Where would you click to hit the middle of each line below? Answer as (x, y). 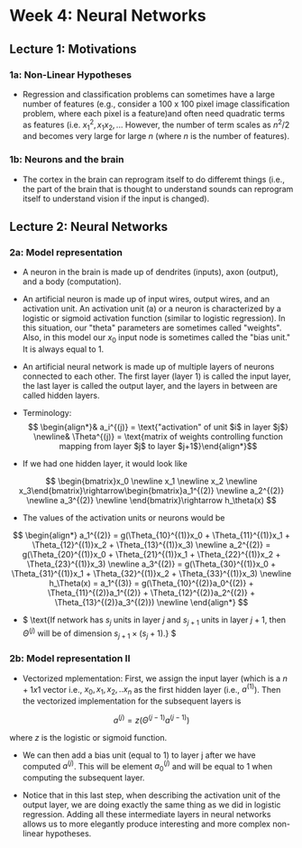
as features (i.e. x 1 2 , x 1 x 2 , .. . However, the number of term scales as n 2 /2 (156, 124)
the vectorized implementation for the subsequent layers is (132, 701)
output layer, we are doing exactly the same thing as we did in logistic (151, 805)
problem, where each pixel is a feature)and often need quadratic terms (154, 113)
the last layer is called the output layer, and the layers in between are (150, 386)
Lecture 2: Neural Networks (89, 227)
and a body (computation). (72, 281)
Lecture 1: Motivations (73, 49)
